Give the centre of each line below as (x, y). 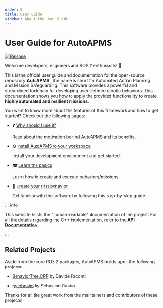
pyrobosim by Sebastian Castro (44, 286)
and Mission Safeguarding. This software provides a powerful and (71, 85)
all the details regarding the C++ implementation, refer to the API (70, 220)
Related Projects (30, 250)
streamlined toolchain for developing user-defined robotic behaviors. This (79, 91)
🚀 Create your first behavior (40, 186)
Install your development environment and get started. (66, 156)
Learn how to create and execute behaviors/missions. (66, 177)
